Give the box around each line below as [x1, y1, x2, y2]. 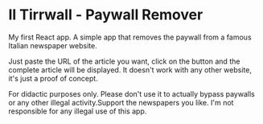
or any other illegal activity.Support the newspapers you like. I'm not [8, 97, 234, 107]
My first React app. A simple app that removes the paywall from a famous [8, 32, 252, 42]
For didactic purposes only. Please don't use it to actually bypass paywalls [8, 89, 255, 98]
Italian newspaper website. [8, 40, 98, 50]
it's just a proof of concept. [8, 73, 98, 83]
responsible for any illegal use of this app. [8, 106, 147, 116]
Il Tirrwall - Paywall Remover [8, 6, 203, 24]
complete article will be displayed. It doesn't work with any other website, [8, 64, 252, 74]
